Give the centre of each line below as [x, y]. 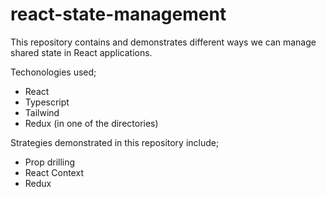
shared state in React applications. [81, 52]
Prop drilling [50, 162]
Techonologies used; [53, 72]
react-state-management [118, 14]
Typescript [47, 102]
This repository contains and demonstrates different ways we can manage [163, 42]
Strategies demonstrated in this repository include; [115, 142]
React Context [54, 172]
